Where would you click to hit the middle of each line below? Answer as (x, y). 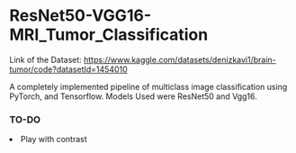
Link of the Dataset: (46, 59)
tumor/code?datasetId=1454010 (68, 69)
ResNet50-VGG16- (80, 16)
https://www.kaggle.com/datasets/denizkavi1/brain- (180, 59)
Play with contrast (54, 139)
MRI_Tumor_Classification (109, 35)
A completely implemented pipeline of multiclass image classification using (148, 86)
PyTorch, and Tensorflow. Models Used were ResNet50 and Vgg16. (134, 96)
